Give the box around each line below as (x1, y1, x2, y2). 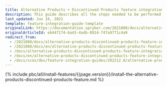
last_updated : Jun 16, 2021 (5, 16, 64, 21)
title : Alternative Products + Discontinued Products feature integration (5, 7, 164, 12)
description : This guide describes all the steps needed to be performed (5, 12, 162, 17)
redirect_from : (5, 35, 37, 40)
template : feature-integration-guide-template (5, 21, 103, 26)
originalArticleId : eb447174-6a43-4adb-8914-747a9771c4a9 (5, 30, 128, 35)
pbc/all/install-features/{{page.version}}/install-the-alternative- (28, 71, 159, 77)
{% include (5, 71, 28, 77)
